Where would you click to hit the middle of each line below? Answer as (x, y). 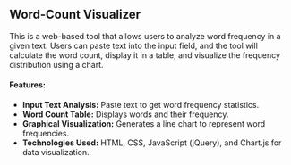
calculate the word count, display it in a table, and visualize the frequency (145, 55)
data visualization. (56, 153)
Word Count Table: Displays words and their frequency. (125, 114)
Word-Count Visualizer (75, 15)
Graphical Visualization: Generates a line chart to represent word (144, 124)
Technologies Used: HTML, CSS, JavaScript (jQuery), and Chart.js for (152, 143)
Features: (28, 85)
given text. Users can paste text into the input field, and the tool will (133, 45)
